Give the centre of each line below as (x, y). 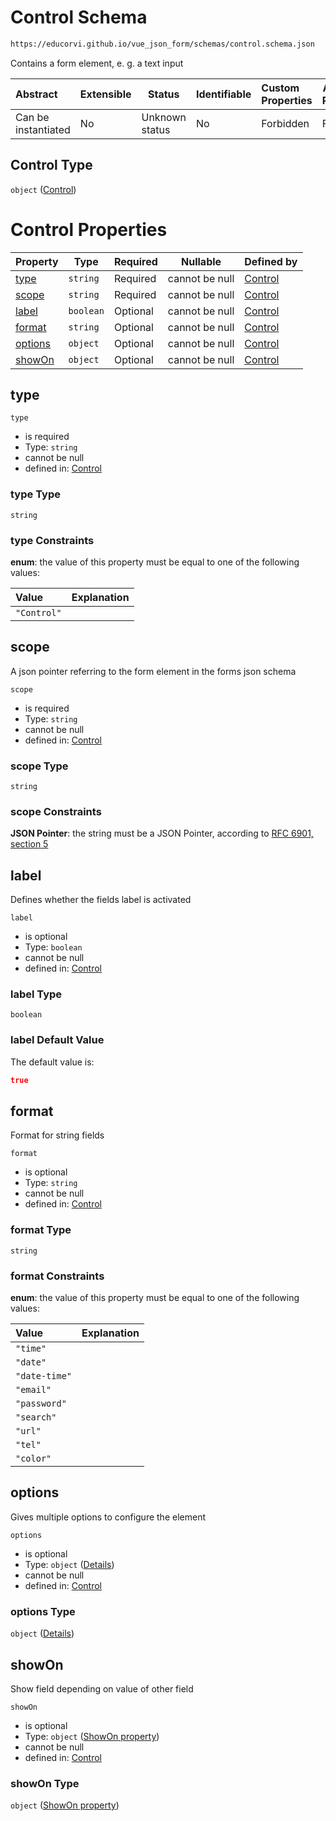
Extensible (105, 94)
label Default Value (57, 1040)
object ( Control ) (43, 189)
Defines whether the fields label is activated (101, 900)
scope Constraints (56, 811)
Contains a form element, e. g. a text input (97, 63)
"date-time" (44, 1376)
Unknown (164, 117)
